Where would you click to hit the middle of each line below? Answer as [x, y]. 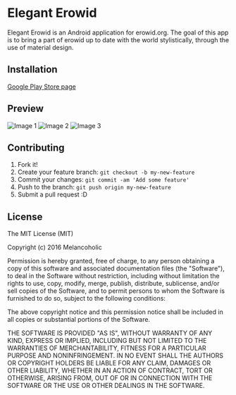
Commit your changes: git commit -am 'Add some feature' [104, 180]
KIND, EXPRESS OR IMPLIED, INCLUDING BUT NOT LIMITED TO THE [107, 341]
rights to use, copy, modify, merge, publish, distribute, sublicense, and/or [113, 284]
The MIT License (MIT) [41, 234]
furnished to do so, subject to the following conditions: [86, 299]
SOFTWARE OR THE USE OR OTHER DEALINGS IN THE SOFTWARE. [106, 386]
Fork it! [28, 165]
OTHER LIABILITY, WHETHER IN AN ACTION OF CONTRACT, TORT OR [110, 370]
